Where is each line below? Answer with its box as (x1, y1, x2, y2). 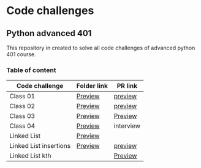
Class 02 (9, 102, 36, 111)
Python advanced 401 (6, 28, 92, 38)
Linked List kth (9, 152, 51, 160)
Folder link (76, 82, 108, 90)
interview (113, 122, 141, 130)
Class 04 (9, 122, 36, 130)
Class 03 (9, 112, 36, 120)
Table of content (6, 65, 56, 74)
